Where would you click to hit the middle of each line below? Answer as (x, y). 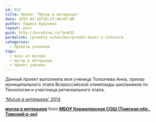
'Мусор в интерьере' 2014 (33, 99)
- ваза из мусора (28, 56)
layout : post (19, 28)
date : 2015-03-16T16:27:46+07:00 (40, 19)
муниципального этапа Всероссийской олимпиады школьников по (77, 84)
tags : (11, 51)
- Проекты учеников (30, 47)
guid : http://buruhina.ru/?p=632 (40, 33)
